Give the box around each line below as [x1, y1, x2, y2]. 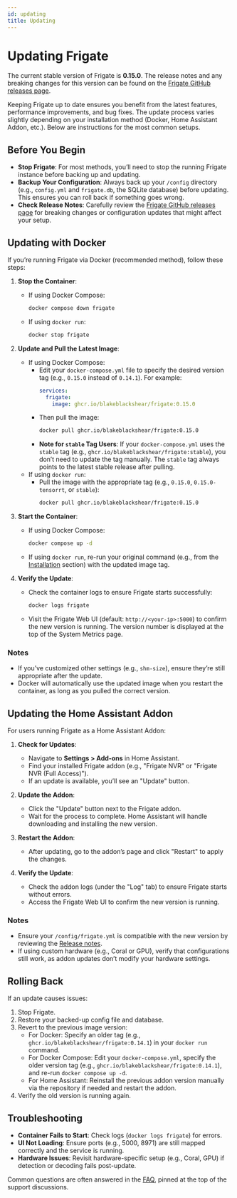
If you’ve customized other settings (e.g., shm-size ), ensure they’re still [17, 664, 226, 673]
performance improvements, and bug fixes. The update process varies [7, 108, 215, 116]
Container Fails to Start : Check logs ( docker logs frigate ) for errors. [17, 1131, 223, 1139]
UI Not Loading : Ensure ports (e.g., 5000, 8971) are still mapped [17, 1138, 206, 1147]
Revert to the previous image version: [17, 1023, 128, 1032]
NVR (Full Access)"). [28, 769, 89, 778]
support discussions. [7, 1182, 69, 1191]
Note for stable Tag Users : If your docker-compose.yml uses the [38, 440, 226, 448]
